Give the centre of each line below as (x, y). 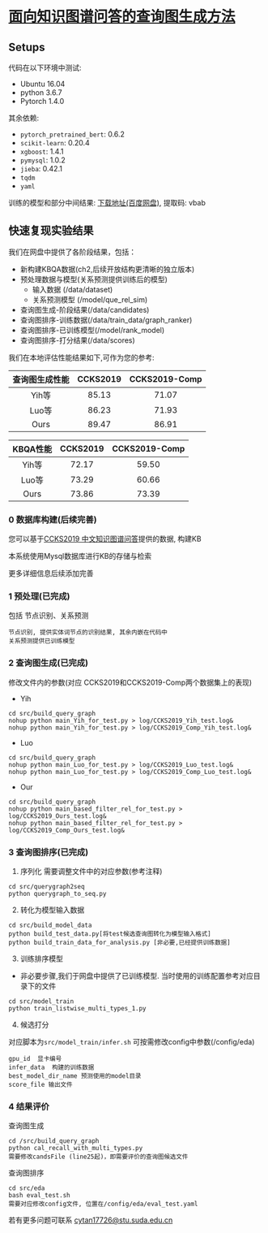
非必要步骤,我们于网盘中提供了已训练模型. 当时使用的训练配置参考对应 (136, 976)
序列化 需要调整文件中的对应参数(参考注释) (91, 871)
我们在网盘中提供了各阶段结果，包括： (72, 252)
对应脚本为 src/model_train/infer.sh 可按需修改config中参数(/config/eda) (132, 1042)
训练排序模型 (41, 958)
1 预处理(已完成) (39, 596)
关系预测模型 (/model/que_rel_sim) (90, 299)
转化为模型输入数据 (52, 910)
